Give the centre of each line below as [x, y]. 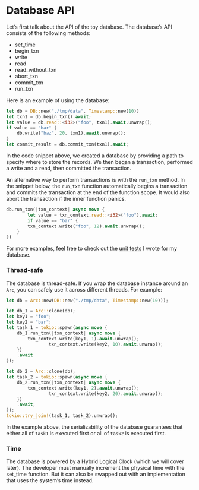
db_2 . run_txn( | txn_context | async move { [69, 382]
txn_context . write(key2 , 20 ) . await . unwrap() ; [106, 393]
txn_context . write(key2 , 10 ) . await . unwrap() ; [106, 344]
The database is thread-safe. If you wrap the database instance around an [97, 283]
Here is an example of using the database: [58, 100]
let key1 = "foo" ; [29, 317]
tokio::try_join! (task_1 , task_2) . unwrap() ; [62, 416]
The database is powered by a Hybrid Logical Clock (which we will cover [95, 461]
